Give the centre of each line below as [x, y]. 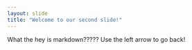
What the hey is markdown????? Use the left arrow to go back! [96, 39]
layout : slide [28, 13]
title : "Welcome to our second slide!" [65, 20]
